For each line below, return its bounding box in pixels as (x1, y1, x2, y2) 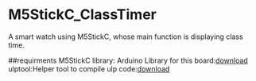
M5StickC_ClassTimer (8, 6, 157, 24)
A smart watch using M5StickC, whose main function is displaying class (8, 32, 244, 41)
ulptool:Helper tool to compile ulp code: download (8, 64, 170, 73)
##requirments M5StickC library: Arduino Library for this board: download (8, 56, 248, 65)
